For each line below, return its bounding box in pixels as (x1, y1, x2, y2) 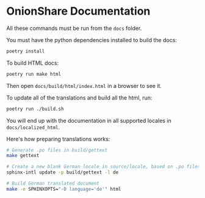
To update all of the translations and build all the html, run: (6, 94, 153, 101)
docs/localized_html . (6, 123, 60, 131)
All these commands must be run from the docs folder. (6, 24, 142, 32)
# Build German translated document (6, 180, 99, 187)
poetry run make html (6, 71, 62, 77)
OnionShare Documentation (6, 4, 151, 18)
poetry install (6, 48, 45, 54)
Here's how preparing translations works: (6, 135, 110, 142)
